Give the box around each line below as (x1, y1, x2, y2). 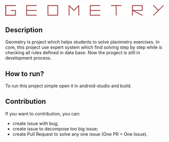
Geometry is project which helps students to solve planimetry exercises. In (5, 39, 160, 45)
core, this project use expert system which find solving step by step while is (5, 44, 162, 50)
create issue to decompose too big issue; (12, 125, 99, 131)
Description (5, 26, 43, 34)
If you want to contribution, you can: (5, 110, 80, 116)
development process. (5, 55, 52, 61)
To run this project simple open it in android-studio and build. (5, 83, 132, 89)
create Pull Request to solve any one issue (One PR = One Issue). (12, 131, 148, 137)
